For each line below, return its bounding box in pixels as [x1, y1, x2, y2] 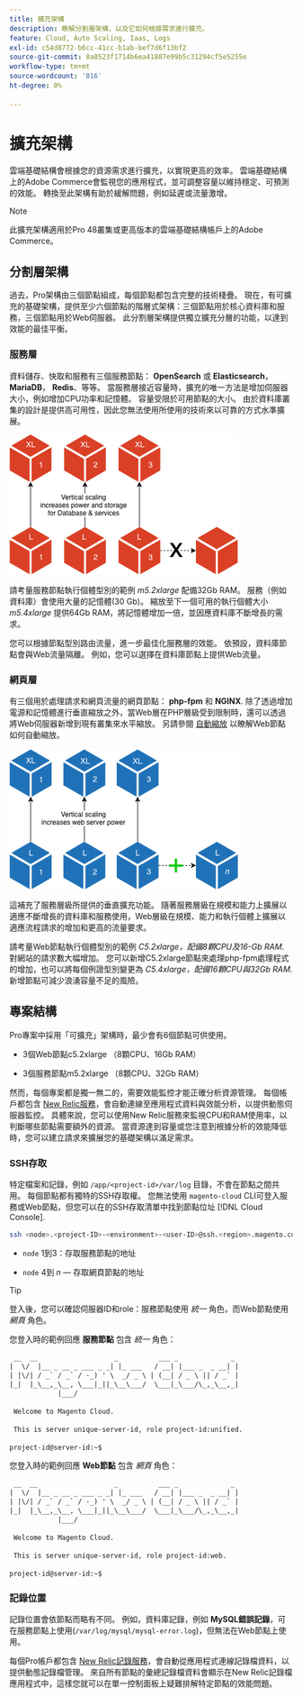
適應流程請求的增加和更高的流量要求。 [9, 922, 151, 933]
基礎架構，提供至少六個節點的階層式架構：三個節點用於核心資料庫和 [24, 301, 277, 312]
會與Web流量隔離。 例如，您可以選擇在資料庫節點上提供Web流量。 [16, 649, 266, 660]
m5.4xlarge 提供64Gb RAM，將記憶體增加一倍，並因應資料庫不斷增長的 [9, 607, 276, 617]
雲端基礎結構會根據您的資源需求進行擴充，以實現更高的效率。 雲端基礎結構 [9, 165, 288, 176]
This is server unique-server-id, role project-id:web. [13, 1551, 227, 1560]
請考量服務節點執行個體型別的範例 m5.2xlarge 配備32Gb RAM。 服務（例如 [9, 584, 288, 595]
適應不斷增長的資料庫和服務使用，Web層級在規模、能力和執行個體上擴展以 [9, 910, 286, 921]
